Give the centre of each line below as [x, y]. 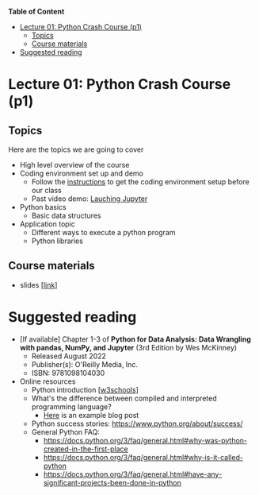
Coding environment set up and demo [82, 173]
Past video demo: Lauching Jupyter [90, 199]
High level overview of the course [74, 165]
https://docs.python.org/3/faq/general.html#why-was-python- [145, 440]
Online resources [48, 381]
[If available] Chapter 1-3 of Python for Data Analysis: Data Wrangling [135, 339]
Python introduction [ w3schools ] [85, 389]
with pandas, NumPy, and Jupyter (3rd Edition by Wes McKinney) [128, 347]
